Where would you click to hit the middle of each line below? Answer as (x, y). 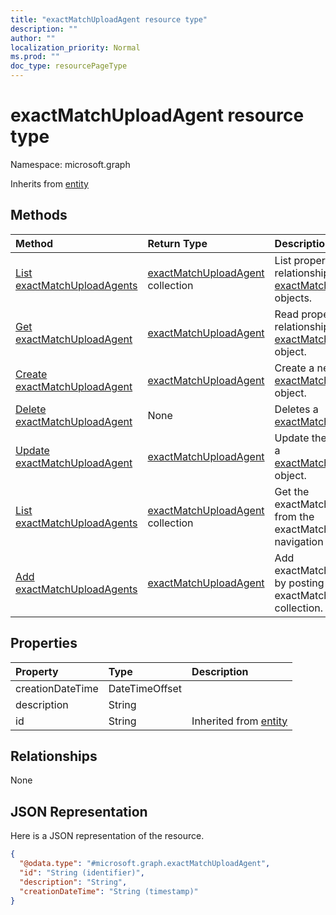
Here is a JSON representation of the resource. (107, 836)
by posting (299, 583)
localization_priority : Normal (75, 47)
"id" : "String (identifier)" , (82, 872)
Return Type (177, 243)
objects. (293, 298)
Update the (300, 438)
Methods (39, 215)
